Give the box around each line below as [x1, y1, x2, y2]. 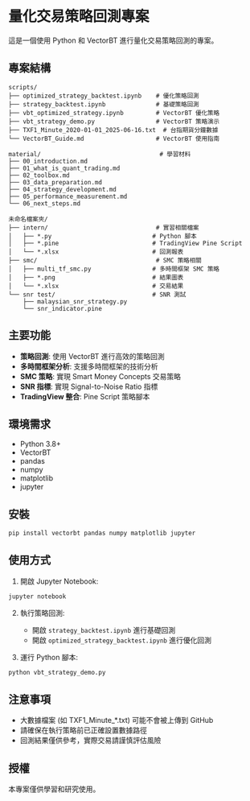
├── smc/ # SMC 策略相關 [8, 256, 203, 264]
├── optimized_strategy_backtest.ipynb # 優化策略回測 [8, 92, 199, 100]
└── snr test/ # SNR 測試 [8, 291, 186, 299]
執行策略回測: [19, 608, 65, 617]
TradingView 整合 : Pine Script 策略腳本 [19, 391, 150, 401]
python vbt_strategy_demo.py [8, 668, 106, 676]
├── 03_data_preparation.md [8, 178, 103, 186]
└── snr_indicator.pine [23, 304, 103, 312]
